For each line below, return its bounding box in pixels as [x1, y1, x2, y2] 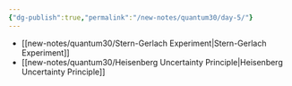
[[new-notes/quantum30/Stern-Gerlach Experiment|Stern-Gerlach [21, 38, 267, 48]
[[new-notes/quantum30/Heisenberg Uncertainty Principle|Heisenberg [21, 56, 283, 67]
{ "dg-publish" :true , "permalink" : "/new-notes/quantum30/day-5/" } [8, 13, 253, 22]
